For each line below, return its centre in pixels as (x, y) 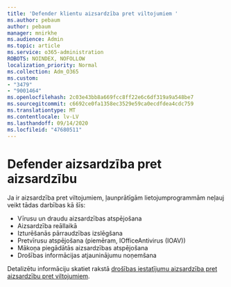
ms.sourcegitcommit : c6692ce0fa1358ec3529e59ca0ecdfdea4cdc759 (101, 104)
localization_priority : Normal (52, 65)
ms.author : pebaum (34, 20)
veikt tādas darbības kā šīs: (46, 205)
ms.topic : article (34, 46)
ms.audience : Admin (35, 40)
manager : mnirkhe (32, 33)
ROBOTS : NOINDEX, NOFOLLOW (46, 59)
